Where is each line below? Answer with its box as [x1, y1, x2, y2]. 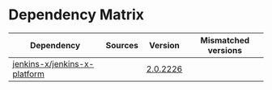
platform [12, 68, 45, 80]
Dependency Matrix [8, 6, 144, 24]
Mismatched [200, 35, 250, 46]
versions [207, 44, 243, 55]
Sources [105, 39, 139, 51]
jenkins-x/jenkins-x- [12, 58, 95, 69]
